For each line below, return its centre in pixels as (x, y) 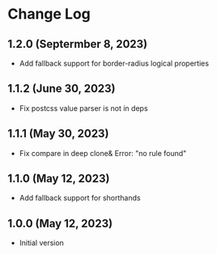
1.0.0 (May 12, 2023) (60, 223)
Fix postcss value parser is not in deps (83, 108)
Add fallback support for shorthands (80, 198)
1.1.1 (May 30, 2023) (58, 134)
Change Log (49, 14)
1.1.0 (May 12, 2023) (59, 179)
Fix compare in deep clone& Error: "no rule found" (103, 153)
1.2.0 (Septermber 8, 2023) (78, 44)
